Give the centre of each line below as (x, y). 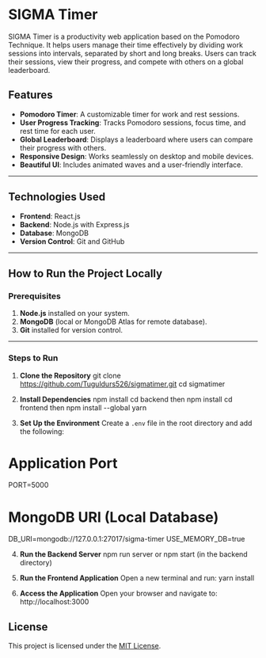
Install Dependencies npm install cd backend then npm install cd (126, 399)
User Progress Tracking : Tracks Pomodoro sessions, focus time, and (133, 122)
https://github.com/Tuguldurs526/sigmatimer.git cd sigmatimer (122, 384)
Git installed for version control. (71, 330)
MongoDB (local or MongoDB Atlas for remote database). (113, 321)
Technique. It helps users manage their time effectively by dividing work (126, 44)
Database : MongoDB (54, 233)
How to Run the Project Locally (85, 274)
